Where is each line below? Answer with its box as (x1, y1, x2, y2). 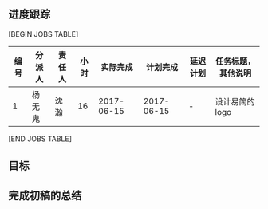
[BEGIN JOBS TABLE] (8, 29, 79, 38)
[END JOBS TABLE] (8, 134, 72, 144)
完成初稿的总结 (8, 188, 82, 202)
